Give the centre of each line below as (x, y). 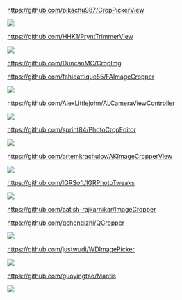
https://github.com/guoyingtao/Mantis (62, 276)
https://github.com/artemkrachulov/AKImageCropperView (90, 156)
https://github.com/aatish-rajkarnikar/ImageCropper (82, 209)
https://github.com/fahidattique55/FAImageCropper (81, 77)
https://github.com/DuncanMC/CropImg (64, 63)
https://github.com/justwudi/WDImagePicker (71, 249)
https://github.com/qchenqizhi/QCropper (66, 223)
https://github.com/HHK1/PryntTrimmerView (70, 37)
